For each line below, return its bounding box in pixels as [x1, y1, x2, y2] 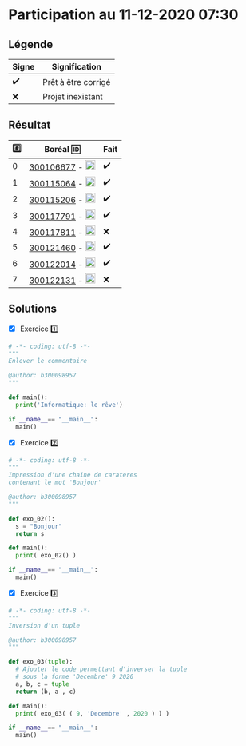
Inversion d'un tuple [8, 621, 81, 629]
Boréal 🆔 [43, 144, 81, 155]
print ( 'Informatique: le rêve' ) [15, 401, 124, 409]
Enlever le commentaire [8, 357, 88, 365]
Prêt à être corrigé [42, 76, 111, 87]
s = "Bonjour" [15, 522, 62, 530]
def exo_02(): [8, 514, 56, 523]
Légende [8, 38, 54, 51]
